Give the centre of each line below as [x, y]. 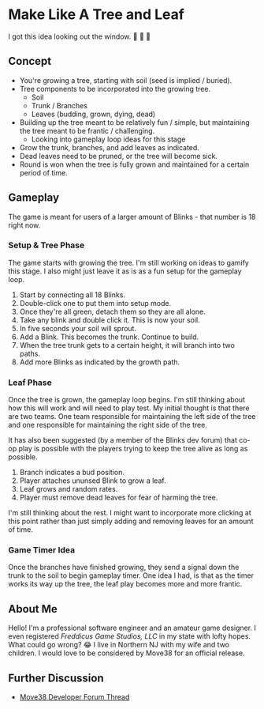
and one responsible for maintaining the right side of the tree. [108, 425]
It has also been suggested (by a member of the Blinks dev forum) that [123, 440]
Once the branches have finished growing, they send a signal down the [124, 568]
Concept [30, 61]
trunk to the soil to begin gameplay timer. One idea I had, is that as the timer [131, 575]
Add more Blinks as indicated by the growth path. [100, 362]
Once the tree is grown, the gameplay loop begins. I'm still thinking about [127, 400]
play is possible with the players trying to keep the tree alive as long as [133, 449]
